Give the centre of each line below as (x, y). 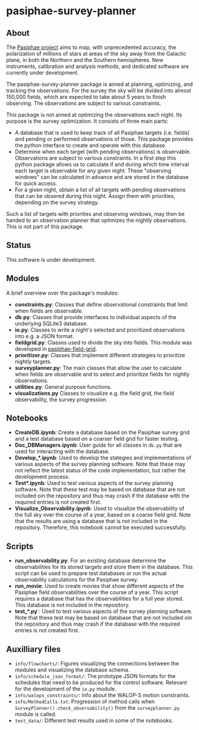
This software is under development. (51, 259)
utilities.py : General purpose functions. (63, 386)
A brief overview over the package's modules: (62, 293)
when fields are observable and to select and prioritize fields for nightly (102, 374)
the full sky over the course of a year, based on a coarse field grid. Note (103, 515)
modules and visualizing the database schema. (72, 670)
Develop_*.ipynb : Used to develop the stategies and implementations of (103, 458)
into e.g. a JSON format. (44, 336)
